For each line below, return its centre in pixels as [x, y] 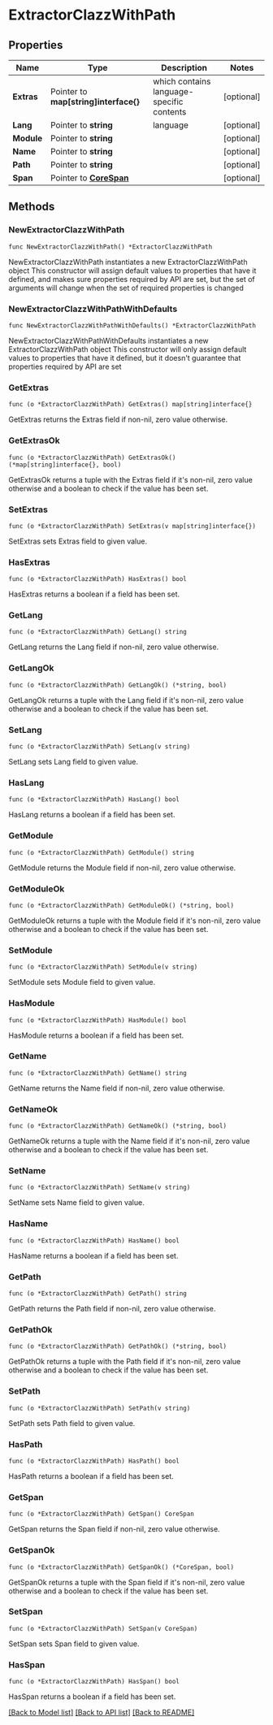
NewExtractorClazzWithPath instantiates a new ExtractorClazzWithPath [128, 262]
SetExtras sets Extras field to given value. [78, 541]
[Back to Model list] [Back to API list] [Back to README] [102, 1713]
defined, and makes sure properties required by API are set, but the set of [132, 279]
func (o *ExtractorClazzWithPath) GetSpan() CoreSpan [102, 1514]
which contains [182, 81]
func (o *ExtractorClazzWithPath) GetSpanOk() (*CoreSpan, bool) [121, 1567]
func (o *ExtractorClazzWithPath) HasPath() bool [94, 1461]
